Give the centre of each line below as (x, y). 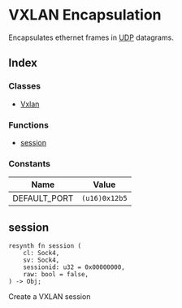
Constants (30, 163)
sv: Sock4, (41, 260)
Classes (25, 86)
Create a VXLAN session (50, 297)
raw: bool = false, (56, 275)
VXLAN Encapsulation (85, 15)
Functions (28, 125)
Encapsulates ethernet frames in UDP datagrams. (91, 37)
